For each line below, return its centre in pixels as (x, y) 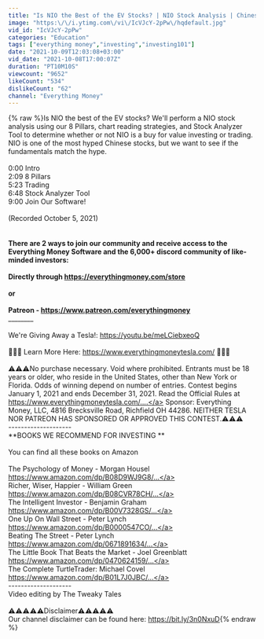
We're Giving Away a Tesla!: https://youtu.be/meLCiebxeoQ (104, 336)
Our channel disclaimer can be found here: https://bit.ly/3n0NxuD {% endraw (132, 619)
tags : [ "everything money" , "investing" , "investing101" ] (101, 45)
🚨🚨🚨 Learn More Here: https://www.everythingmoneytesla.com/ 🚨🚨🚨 (119, 352)
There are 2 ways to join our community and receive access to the (118, 244)
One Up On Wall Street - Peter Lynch (68, 519)
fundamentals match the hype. (58, 152)
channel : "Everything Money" (56, 96)
